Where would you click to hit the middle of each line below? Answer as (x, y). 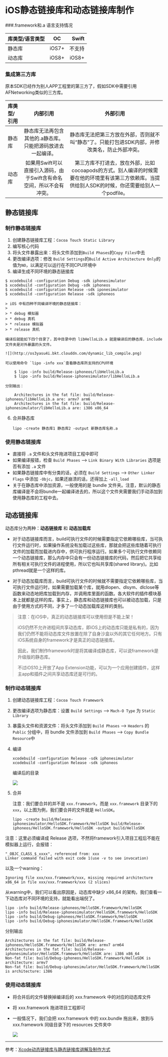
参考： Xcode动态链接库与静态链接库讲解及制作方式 (58, 1049)
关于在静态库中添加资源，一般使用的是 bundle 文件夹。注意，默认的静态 (86, 485)
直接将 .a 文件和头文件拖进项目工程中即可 (55, 454)
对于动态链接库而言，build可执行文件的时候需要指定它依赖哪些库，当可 (85, 539)
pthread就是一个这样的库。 (40, 570)
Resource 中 (24, 738)
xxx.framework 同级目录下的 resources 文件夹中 (62, 1024)
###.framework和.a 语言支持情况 (39, 25)
